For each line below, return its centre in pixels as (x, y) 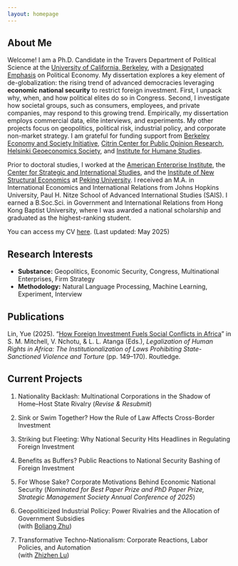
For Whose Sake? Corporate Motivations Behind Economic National (117, 482)
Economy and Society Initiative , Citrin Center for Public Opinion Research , (116, 143)
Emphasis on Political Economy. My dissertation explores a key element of (116, 75)
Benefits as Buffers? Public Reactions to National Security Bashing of (119, 460)
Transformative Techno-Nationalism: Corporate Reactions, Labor (113, 540)
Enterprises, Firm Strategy (56, 279)
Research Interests (50, 254)
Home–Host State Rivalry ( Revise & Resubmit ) (84, 403)
